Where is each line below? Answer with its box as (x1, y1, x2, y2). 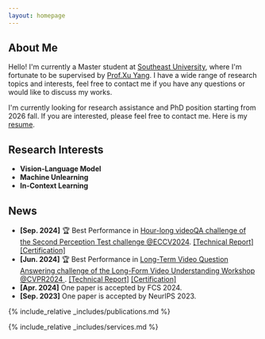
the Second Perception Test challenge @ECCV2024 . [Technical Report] (19, 237, 254, 247)
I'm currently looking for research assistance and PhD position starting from (8, 103, 256, 112)
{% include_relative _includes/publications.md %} (8, 307, 171, 317)
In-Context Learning (19, 181, 89, 191)
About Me (8, 41, 58, 55)
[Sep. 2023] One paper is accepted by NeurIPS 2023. (19, 291, 197, 301)
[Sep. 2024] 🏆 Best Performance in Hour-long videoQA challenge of (19, 226, 247, 236)
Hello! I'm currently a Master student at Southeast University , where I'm (8, 62, 242, 72)
